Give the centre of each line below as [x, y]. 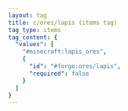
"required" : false [59, 73]
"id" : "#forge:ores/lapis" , [75, 66]
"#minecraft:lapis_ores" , [65, 52]
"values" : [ [35, 45]
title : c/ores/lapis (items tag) [63, 23]
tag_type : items [35, 30]
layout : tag [27, 15]
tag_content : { [33, 37]
